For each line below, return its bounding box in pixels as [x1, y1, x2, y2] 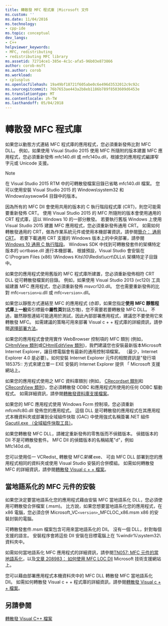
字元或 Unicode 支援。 [5, 160, 51, 166]
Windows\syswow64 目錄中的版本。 [5, 193, 80, 199]
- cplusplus [5, 77, 30, 82]
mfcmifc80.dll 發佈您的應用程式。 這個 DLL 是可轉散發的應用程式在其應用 [5, 407, 156, 414]
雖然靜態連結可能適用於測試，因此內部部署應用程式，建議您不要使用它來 [13, 313, 163, 319]
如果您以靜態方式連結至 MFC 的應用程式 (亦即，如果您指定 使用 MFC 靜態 [5, 300, 155, 306]
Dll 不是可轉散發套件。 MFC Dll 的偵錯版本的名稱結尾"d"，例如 [5, 437, 134, 443]
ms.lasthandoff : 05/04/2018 [5, 101, 64, 106]
